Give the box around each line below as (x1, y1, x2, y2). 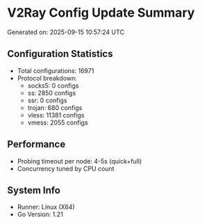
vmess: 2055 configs (27, 118, 88, 127)
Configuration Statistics (7, 48, 113, 60)
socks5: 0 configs (27, 81, 79, 90)
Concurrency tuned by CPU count (17, 164, 115, 173)
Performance (7, 138, 66, 150)
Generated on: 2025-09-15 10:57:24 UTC (7, 28, 125, 36)
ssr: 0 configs (27, 96, 67, 104)
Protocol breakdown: (17, 74, 78, 82)
